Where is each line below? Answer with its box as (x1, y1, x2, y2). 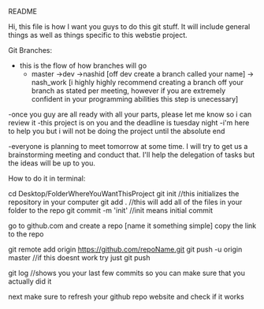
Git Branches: (8, 46, 53, 54)
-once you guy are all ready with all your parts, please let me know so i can (8, 110, 252, 119)
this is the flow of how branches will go (19, 61, 147, 70)
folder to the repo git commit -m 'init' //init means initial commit (8, 206, 214, 215)
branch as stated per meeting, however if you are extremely (31, 86, 226, 95)
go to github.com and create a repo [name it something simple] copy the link (8, 221, 257, 230)
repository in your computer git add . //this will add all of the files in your (8, 197, 243, 207)
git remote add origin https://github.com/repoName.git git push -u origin (8, 244, 243, 254)
